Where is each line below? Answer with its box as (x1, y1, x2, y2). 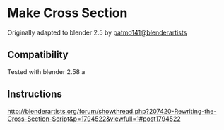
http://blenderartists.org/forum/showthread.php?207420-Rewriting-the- (7, 107, 217, 115)
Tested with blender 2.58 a (7, 67, 86, 76)
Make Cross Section (7, 5, 128, 21)
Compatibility (7, 49, 69, 61)
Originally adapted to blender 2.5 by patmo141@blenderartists (7, 28, 187, 37)
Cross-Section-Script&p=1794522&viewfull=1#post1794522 (7, 114, 182, 123)
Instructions (7, 88, 62, 100)
